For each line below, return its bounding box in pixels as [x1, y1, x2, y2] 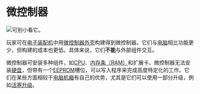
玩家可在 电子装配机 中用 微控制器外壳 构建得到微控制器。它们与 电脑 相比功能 [6, 39, 189, 46]
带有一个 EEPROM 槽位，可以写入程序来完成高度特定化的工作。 [32, 66, 185, 73]
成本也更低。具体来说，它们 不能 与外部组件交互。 [37, 46, 158, 54]
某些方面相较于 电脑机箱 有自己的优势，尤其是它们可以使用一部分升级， [16, 74, 189, 81]
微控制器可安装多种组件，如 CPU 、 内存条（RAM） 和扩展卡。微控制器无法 [6, 59, 186, 66]
